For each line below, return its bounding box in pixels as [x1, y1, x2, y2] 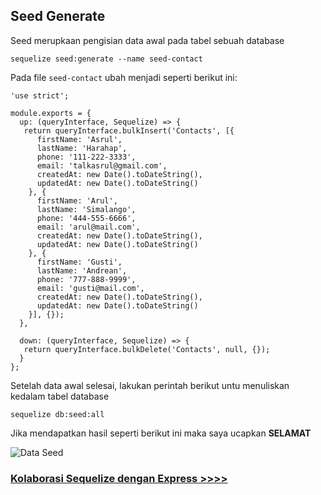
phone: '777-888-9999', [36, 274, 137, 284]
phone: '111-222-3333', [36, 152, 137, 162]
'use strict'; [10, 90, 70, 101]
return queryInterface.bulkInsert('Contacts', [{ [23, 125, 235, 136]
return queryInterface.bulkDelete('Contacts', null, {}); [23, 344, 271, 354]
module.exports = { [10, 108, 92, 118]
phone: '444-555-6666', [36, 213, 137, 223]
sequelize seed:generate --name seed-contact [10, 54, 203, 64]
